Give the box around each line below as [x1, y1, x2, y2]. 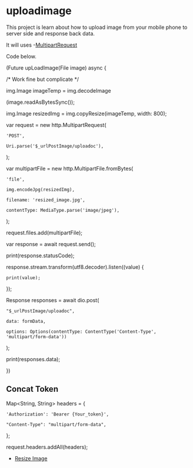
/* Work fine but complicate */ [6, 76, 79, 83]
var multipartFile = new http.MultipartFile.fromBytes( [6, 165, 134, 172]
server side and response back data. [6, 30, 95, 37]
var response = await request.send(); [6, 240, 96, 247]
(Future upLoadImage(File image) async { [6, 64, 107, 71]
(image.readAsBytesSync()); [6, 99, 75, 106]
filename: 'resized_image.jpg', [6, 197, 85, 203]
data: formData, [6, 318, 46, 324]
